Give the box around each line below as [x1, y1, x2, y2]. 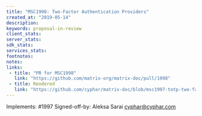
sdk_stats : [6, 42, 34, 48]
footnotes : [6, 53, 34, 59]
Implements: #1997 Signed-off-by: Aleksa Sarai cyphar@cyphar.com [6, 103, 176, 110]
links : [6, 64, 23, 71]
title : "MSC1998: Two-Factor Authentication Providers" [6, 8, 149, 15]
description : [6, 20, 39, 26]
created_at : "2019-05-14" [6, 14, 71, 20]
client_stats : [6, 31, 42, 37]
